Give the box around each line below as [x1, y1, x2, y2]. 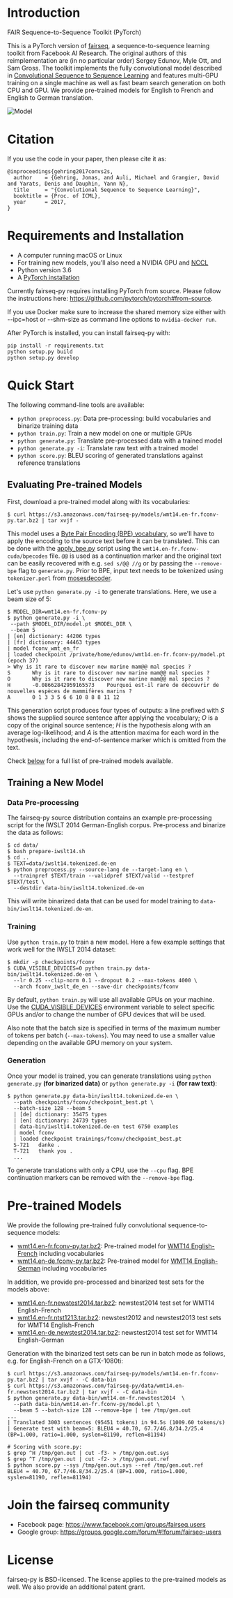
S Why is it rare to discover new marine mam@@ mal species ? [7, 669, 210, 676]
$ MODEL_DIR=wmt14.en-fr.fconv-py [7, 608, 108, 615]
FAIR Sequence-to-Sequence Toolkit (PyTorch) [7, 28, 142, 36]
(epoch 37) [7, 657, 39, 664]
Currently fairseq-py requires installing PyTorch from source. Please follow [7, 286, 221, 295]
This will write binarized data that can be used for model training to [7, 897, 200, 905]
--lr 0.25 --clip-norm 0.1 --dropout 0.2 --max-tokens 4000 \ [13, 977, 198, 984]
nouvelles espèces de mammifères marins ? [7, 688, 132, 695]
